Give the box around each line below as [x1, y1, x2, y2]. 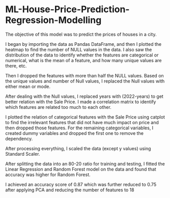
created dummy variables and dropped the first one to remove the [5, 130, 144, 136]
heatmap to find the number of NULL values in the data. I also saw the [5, 46, 152, 52]
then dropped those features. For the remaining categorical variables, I [5, 125, 154, 131]
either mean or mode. [5, 83, 51, 90]
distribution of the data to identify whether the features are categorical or [5, 52, 159, 58]
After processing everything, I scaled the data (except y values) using [5, 145, 151, 151]
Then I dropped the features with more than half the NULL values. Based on [5, 72, 164, 78]
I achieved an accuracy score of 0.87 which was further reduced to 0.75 [5, 181, 157, 187]
